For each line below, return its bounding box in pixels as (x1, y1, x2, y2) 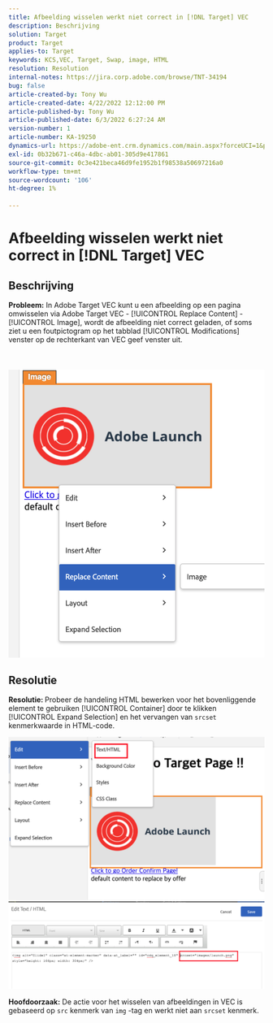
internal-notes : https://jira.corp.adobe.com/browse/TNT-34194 (8, 73, 227, 81)
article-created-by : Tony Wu (8, 90, 107, 98)
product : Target (8, 39, 63, 47)
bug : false (8, 81, 45, 89)
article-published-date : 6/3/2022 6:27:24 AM (8, 116, 165, 124)
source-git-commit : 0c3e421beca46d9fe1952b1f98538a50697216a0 (8, 158, 223, 167)
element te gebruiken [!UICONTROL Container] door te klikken (8, 704, 217, 713)
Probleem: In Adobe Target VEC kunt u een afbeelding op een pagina (8, 301, 241, 310)
